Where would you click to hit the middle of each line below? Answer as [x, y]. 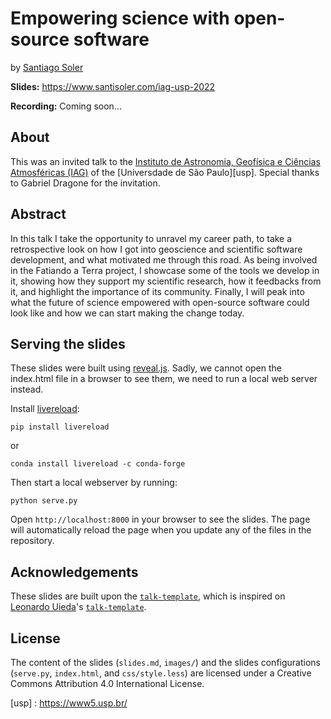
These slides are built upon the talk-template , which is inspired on [148, 596]
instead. [27, 389]
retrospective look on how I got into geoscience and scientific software [156, 249]
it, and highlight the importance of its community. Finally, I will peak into [157, 291]
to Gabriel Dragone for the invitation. [85, 183]
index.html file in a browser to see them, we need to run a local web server [164, 379]
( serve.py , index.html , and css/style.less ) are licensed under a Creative [161, 673]
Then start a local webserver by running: [94, 483]
